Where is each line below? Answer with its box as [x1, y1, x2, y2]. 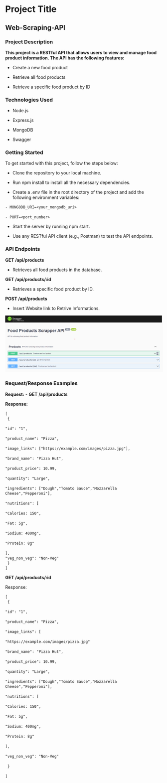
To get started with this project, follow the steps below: [5, 160, 118, 166]
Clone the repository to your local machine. [12, 170, 101, 176]
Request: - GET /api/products [5, 391, 68, 397]
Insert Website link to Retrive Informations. [12, 305, 100, 311]
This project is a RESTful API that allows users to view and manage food [5, 49, 157, 55]
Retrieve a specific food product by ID [12, 84, 91, 90]
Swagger [12, 137, 31, 143]
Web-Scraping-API [5, 23, 66, 32]
